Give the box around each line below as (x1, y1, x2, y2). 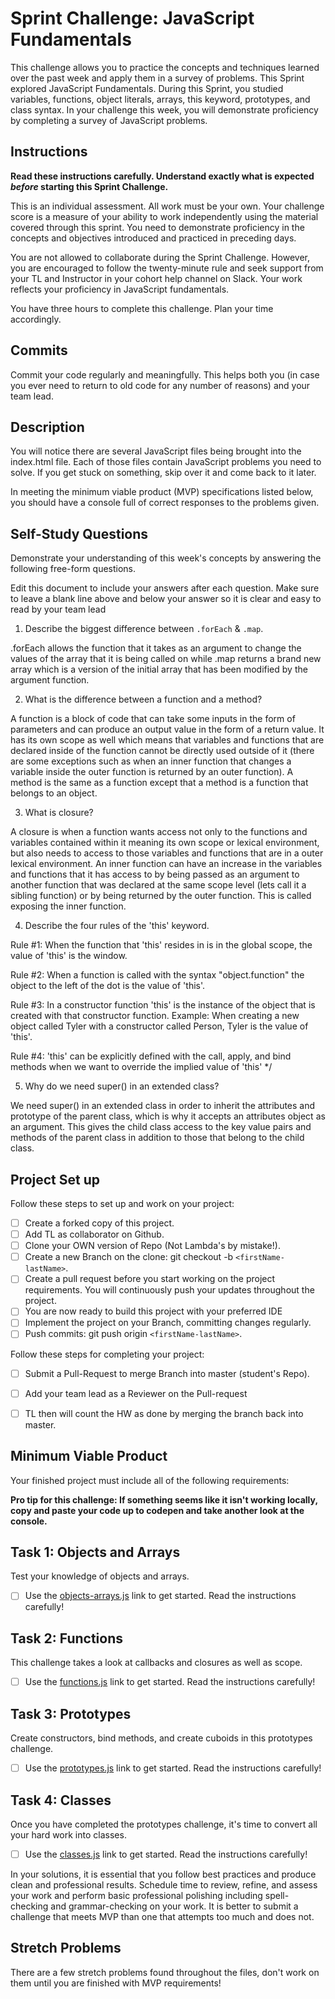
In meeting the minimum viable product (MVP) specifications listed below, (10, 486, 314, 498)
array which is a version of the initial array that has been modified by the (10, 663, 308, 676)
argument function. (10, 674, 90, 686)
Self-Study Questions (10, 525, 149, 542)
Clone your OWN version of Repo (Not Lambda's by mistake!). (24, 1240, 281, 1252)
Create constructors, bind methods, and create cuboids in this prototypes (10, 1732, 313, 1744)
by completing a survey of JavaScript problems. (10, 114, 208, 126)
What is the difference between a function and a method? (24, 693, 263, 706)
